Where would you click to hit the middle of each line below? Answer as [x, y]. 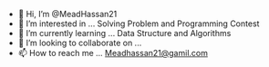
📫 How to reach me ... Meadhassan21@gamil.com [113, 53]
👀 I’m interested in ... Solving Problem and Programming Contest [139, 24]
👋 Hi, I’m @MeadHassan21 [67, 14]
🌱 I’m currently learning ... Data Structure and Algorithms [124, 33]
